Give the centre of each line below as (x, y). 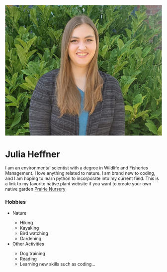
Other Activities (28, 244)
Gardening (31, 238)
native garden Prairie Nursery (35, 189)
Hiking (26, 222)
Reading (28, 259)
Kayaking (29, 228)
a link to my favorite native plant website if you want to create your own (78, 184)
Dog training (33, 253)
